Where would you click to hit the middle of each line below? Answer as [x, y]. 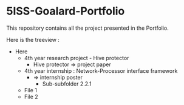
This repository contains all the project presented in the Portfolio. [87, 28]
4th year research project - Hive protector [77, 58]
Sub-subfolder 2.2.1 [67, 84]
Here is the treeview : [33, 39]
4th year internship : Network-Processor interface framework [101, 70]
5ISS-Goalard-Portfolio [66, 11]
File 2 [31, 97]
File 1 [31, 90]
